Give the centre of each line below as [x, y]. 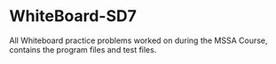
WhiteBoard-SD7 [73, 16]
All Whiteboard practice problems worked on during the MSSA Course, [138, 40]
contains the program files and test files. [83, 49]
